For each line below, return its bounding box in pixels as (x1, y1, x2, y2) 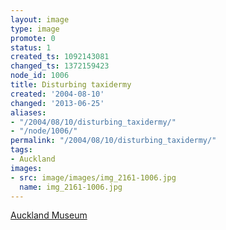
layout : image (10, 14, 70, 25)
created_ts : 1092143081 (10, 52, 110, 62)
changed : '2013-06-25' (10, 98, 105, 108)
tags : (10, 145, 33, 155)
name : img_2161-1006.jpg (19, 182, 123, 192)
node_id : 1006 (10, 71, 70, 81)
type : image (10, 24, 60, 34)
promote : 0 (10, 33, 56, 43)
